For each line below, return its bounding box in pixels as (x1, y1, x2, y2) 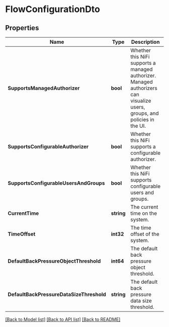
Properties (5, 24, 39, 32)
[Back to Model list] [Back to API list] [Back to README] (5, 316, 121, 322)
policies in (130, 116, 154, 123)
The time (130, 224, 152, 231)
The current (130, 204, 158, 210)
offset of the (130, 230, 159, 237)
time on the (130, 210, 157, 217)
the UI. (130, 122, 146, 129)
